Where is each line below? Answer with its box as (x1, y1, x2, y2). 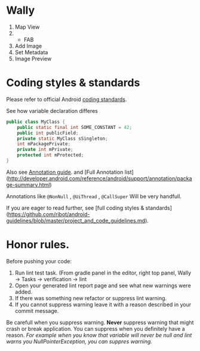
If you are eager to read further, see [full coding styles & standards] (6, 204, 172, 211)
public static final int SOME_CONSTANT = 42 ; (17, 124, 133, 130)
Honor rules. (6, 238, 70, 251)
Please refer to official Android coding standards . (6, 96, 127, 103)
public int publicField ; (17, 130, 79, 136)
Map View (14, 23, 40, 30)
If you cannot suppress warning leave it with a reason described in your (14, 301, 192, 308)
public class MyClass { (6, 119, 66, 125)
